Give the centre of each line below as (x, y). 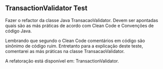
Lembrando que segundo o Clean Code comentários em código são (75, 40)
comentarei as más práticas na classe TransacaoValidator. (65, 51)
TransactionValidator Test (46, 8)
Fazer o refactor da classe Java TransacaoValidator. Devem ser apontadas (82, 20)
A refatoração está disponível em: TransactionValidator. (62, 61)
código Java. (18, 31)
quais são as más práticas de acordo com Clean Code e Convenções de (79, 25)
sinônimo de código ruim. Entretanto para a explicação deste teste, (74, 46)
